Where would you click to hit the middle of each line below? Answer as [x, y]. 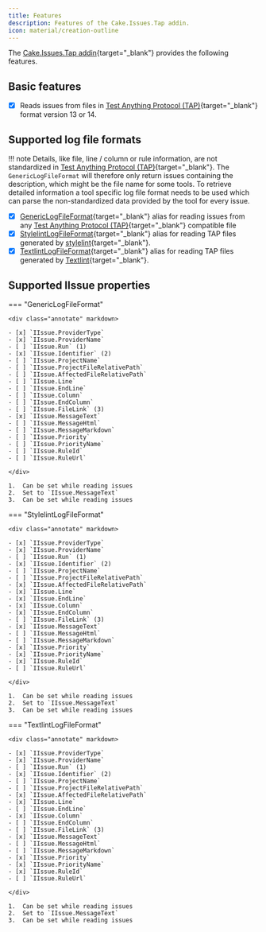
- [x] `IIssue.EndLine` [48, 599]
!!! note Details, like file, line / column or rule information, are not [113, 159]
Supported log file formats [75, 140]
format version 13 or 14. [58, 115]
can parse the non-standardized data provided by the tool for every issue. [129, 201]
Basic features [45, 86]
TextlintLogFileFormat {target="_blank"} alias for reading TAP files [127, 251]
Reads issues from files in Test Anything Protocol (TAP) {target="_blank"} [139, 106]
